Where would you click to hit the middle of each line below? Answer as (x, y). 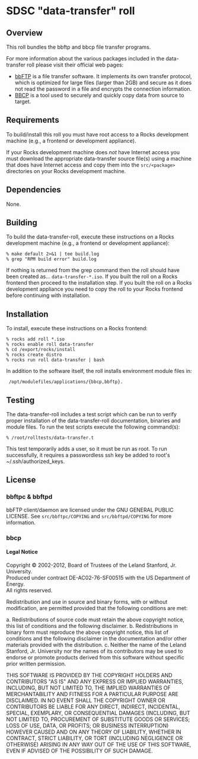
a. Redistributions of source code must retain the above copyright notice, (95, 619)
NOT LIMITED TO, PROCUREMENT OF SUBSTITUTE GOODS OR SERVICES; (98, 719)
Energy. (15, 584)
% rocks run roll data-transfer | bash (55, 360)
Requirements (33, 120)
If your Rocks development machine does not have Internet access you (93, 152)
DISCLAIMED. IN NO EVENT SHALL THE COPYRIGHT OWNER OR (86, 700)
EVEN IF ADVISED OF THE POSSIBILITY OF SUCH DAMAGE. (79, 751)
